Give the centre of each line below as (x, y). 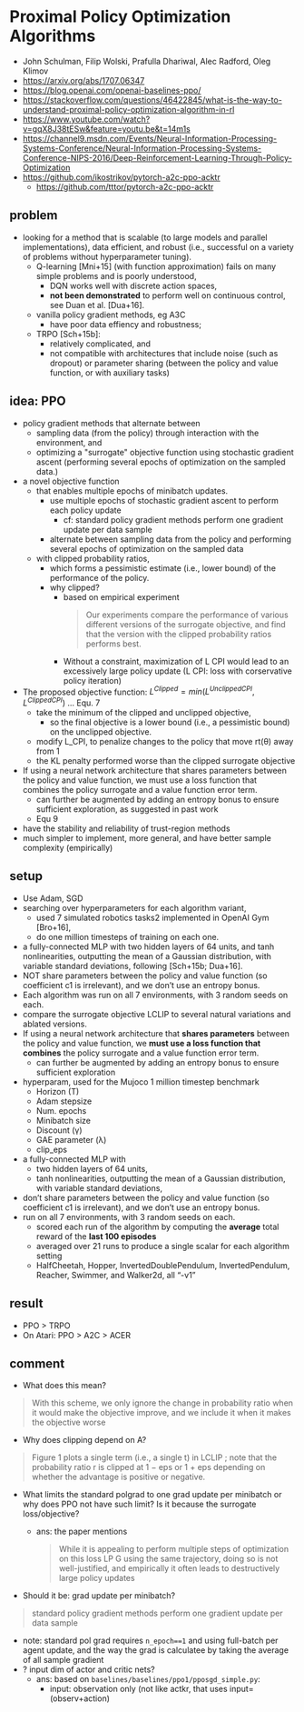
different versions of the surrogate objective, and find (186, 624)
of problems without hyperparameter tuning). (107, 256)
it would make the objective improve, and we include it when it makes (162, 1413)
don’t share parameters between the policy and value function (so (146, 1197)
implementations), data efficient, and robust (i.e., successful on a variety (158, 246)
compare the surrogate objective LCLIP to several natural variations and (157, 1014)
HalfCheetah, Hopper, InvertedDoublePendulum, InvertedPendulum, (163, 1265)
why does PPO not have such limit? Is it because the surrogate (139, 1504)
